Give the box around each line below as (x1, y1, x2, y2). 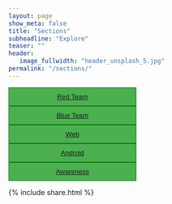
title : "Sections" (8, 27, 71, 35)
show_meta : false (8, 19, 67, 28)
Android (60, 148, 84, 157)
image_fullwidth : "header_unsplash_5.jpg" (19, 57, 165, 66)
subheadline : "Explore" (8, 34, 89, 43)
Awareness (55, 167, 89, 176)
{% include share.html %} (8, 187, 95, 197)
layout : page (8, 11, 53, 20)
